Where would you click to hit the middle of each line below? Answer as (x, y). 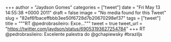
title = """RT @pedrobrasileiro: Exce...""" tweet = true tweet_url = (74, 23)
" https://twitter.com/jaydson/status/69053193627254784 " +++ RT (76, 29)
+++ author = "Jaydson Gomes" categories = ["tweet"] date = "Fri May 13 (83, 7)
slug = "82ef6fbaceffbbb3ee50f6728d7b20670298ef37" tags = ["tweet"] (83, 18)
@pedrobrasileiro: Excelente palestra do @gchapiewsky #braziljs (74, 34)
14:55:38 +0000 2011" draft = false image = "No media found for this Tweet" (86, 13)
